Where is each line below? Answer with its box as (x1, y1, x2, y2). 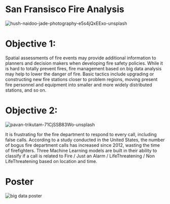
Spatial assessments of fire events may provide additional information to (5, 55, 156, 61)
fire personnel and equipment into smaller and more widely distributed (5, 81, 152, 88)
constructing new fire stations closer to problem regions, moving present (5, 76, 158, 82)
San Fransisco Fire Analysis (5, 4, 124, 15)
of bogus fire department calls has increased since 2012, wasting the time (5, 142, 160, 148)
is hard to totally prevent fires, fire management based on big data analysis (5, 65, 162, 71)
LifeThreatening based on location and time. (5, 158, 97, 164)
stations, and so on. (5, 87, 47, 93)
